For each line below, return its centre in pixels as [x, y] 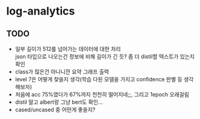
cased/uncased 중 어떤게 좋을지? [55, 110]
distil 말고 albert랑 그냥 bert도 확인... [59, 102]
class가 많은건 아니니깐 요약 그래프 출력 [62, 72]
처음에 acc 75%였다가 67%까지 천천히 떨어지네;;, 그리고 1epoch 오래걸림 [102, 94]
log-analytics [41, 11]
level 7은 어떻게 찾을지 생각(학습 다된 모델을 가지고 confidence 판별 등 [99, 79]
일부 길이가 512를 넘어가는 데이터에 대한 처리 [68, 49]
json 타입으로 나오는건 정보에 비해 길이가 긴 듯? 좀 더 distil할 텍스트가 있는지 [105, 56]
